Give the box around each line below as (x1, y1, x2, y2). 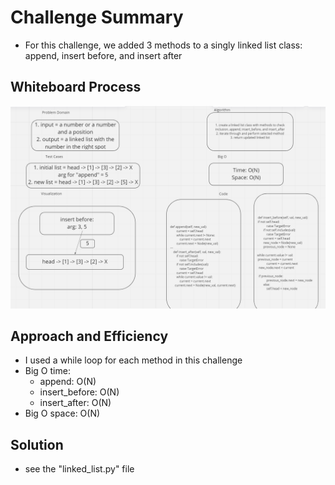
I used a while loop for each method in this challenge (24, 354, 243, 366)
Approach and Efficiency (10, 328, 169, 345)
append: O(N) (39, 376, 97, 388)
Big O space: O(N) (24, 407, 101, 420)
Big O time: (24, 365, 71, 377)
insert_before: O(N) (39, 386, 120, 398)
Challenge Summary (10, 6, 184, 29)
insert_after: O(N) (39, 397, 112, 409)
